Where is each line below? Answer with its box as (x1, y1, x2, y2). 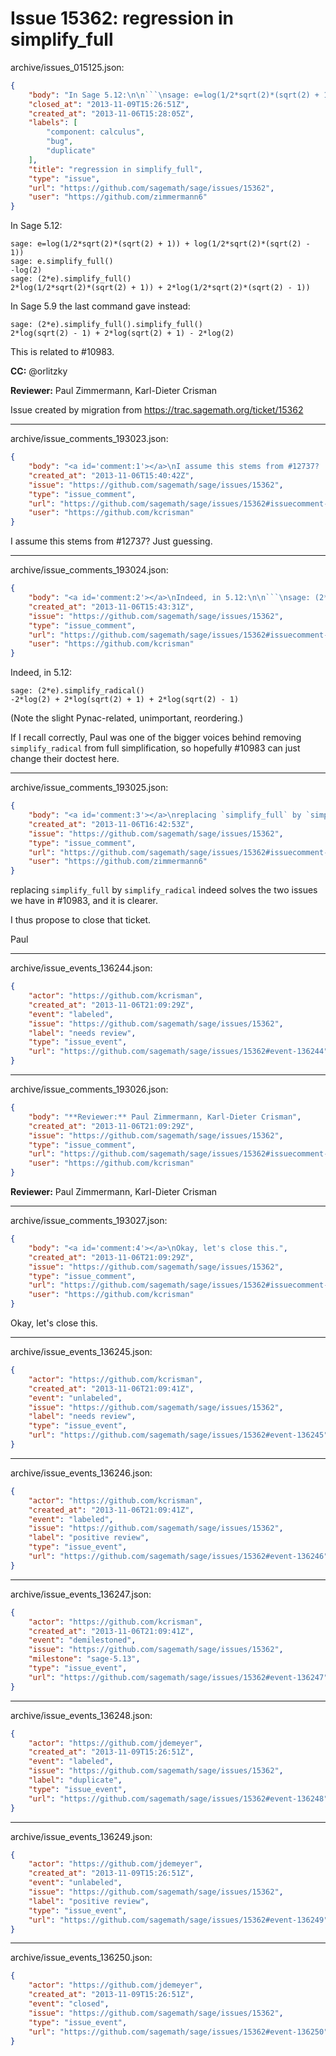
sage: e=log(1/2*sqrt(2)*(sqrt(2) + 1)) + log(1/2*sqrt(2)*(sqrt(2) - (10, 239, 311, 249)
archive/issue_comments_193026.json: (10, 1083, 169, 1096)
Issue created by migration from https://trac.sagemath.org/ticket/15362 (10, 404, 304, 416)
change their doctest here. (10, 753, 120, 765)
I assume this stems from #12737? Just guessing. (10, 535, 213, 547)
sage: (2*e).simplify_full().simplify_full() (10, 320, 203, 330)
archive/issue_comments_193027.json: (10, 1215, 168, 1227)
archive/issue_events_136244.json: (10, 962, 153, 974)
